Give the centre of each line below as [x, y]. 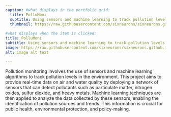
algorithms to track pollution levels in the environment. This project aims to [83, 76]
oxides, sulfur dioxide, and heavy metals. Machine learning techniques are [83, 93]
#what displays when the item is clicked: [51, 33]
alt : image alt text [27, 52]
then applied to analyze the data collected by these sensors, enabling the [82, 98]
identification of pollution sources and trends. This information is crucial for [84, 103]
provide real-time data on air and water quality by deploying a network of [82, 82]
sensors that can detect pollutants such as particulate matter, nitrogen [79, 87]
